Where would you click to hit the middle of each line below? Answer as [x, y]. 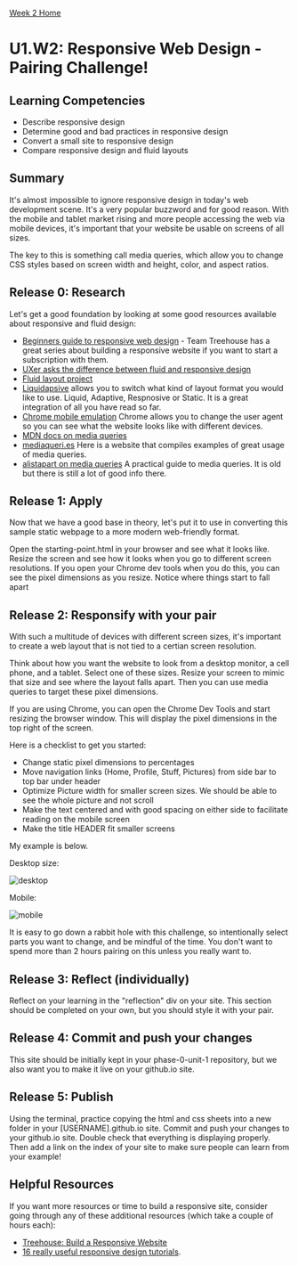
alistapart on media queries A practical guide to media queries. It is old [152, 463]
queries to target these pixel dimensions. [84, 692]
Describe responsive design [73, 122]
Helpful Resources [61, 1184]
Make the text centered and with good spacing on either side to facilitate [155, 810]
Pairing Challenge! [79, 68]
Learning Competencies [77, 100]
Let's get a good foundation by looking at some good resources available [143, 314]
